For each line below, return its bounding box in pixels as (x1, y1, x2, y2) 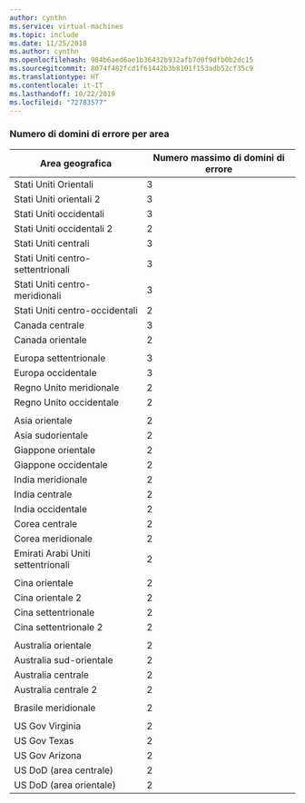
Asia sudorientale (14, 429, 89, 441)
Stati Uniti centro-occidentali (14, 303, 138, 316)
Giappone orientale (14, 443, 95, 456)
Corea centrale (14, 517, 78, 530)
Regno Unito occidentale (14, 396, 120, 409)
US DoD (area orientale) (14, 778, 116, 791)
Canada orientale (14, 333, 88, 346)
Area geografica (39, 156, 113, 169)
